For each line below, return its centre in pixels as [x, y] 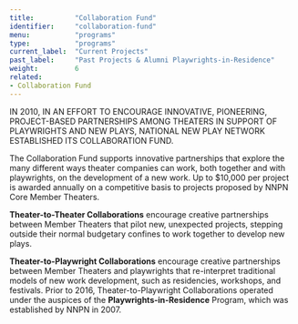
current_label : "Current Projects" [79, 52]
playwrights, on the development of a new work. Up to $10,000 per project [149, 177]
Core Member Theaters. [55, 197]
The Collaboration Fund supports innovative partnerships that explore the [147, 158]
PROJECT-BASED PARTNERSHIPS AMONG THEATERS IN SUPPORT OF [144, 121]
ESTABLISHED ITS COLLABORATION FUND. [92, 140]
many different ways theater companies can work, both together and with [147, 167]
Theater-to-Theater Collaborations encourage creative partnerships [139, 214]
